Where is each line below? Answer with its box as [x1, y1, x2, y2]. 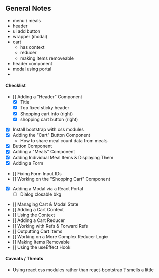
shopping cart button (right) [20, 116, 78, 123]
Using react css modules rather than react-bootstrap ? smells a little [12, 267, 154, 273]
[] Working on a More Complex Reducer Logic [12, 233, 109, 239]
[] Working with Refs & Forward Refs [12, 223, 88, 229]
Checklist [5, 83, 26, 89]
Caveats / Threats [5, 256, 44, 262]
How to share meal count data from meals [20, 138, 108, 144]
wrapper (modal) [12, 33, 48, 39]
